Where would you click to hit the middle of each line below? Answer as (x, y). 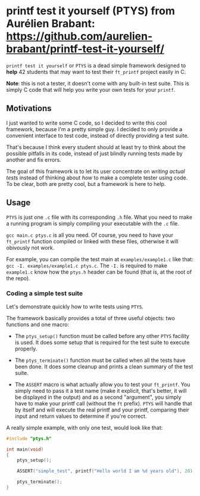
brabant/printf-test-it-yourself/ (85, 49)
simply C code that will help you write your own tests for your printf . (91, 89)
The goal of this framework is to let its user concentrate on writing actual (96, 171)
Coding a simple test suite (45, 293)
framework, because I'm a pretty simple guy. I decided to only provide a (94, 129)
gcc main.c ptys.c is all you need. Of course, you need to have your (90, 235)
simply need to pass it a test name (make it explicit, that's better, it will (101, 390)
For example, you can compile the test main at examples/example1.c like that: (100, 259)
